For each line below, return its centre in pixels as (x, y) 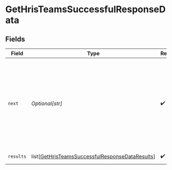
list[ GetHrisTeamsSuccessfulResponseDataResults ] (93, 156)
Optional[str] (47, 103)
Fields (15, 39)
